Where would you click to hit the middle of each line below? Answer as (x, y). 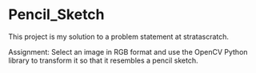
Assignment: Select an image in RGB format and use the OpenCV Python (128, 52)
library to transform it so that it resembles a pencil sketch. (103, 60)
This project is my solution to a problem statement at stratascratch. (119, 36)
